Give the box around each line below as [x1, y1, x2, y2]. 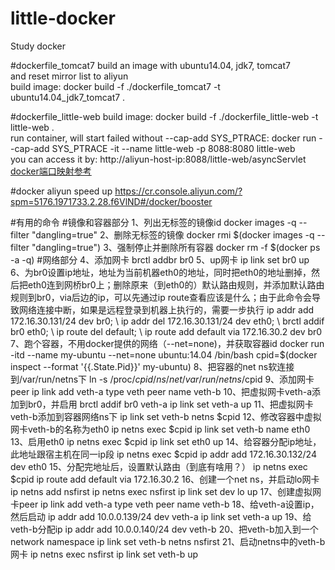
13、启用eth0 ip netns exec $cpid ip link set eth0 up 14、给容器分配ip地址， [10, 435, 322, 447]
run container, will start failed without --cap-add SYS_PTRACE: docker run [10, 132, 317, 144]
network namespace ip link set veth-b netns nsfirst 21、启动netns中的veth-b [10, 535, 326, 547]
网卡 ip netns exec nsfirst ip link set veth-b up [10, 548, 199, 560]
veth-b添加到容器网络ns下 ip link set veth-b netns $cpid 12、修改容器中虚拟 [10, 410, 322, 422]
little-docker [10, 7, 116, 30]
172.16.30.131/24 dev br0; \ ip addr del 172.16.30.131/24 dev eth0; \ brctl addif [10, 315, 325, 327]
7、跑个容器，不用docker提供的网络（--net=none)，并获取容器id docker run [10, 337, 325, 349]
